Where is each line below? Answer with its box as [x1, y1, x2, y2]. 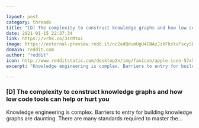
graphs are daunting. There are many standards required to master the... [6, 114, 183, 122]
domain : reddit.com [6, 47, 54, 53]
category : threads [6, 19, 52, 25]
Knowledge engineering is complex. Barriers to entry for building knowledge [6, 109, 192, 116]
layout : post [6, 14, 38, 19]
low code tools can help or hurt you [6, 95, 110, 103]
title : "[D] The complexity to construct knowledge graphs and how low [6, 25, 187, 31]
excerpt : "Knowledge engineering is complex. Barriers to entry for [6, 63, 179, 69]
